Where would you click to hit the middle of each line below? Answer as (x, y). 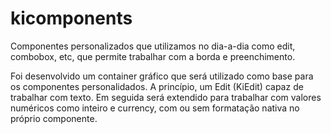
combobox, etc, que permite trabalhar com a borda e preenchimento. (153, 56)
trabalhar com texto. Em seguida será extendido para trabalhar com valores (166, 97)
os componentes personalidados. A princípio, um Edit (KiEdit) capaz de (157, 86)
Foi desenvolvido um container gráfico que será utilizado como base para (162, 76)
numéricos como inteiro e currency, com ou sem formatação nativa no (155, 108)
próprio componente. (54, 118)
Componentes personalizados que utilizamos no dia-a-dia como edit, (153, 46)
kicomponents (71, 18)
